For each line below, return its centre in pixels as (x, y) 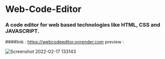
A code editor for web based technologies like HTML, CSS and (83, 25)
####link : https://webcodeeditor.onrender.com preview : (65, 42)
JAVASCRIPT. (22, 31)
